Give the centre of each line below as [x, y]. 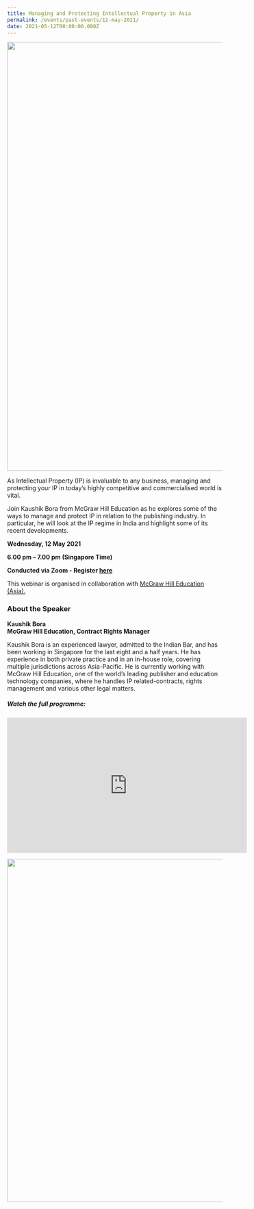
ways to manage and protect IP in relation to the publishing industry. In [107, 516]
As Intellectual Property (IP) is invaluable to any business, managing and [109, 481]
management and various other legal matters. [71, 688]
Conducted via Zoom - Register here [60, 571]
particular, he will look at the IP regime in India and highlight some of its [107, 523]
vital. [14, 496]
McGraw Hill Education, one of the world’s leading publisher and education [113, 673]
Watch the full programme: [47, 704]
